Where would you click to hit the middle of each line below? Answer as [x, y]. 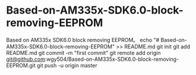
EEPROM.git [21, 65]
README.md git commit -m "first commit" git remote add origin [83, 53]
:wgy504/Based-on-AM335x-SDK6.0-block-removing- [112, 59]
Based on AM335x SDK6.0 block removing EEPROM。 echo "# [83, 40]
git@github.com [26, 59]
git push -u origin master [67, 65]
